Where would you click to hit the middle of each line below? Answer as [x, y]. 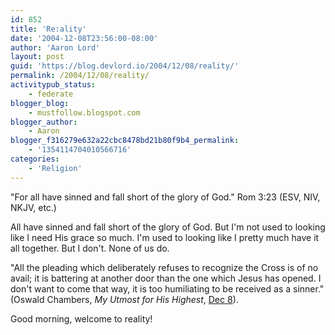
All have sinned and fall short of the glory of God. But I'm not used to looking [168, 227]
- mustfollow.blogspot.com [84, 112]
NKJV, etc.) [33, 207]
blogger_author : [44, 122]
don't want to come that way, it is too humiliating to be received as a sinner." [167, 288]
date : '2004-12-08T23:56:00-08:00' [84, 38]
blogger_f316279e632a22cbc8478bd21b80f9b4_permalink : [125, 141]
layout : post [37, 57]
